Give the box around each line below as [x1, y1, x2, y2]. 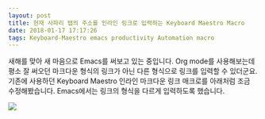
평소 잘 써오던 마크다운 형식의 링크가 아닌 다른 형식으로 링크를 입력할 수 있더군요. [8, 67, 258, 76]
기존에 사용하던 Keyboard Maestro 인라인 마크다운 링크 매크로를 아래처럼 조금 [8, 76, 251, 86]
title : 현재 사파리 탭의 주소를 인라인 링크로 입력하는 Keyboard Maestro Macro [8, 19, 245, 27]
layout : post [8, 11, 52, 20]
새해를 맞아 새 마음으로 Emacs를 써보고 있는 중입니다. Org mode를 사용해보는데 [8, 56, 255, 66]
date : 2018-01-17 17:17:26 [8, 26, 98, 34]
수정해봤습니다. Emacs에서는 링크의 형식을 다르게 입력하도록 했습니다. [8, 86, 225, 96]
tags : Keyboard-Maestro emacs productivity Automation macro [8, 33, 215, 42]
